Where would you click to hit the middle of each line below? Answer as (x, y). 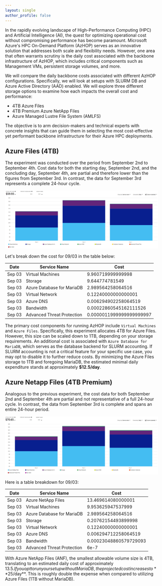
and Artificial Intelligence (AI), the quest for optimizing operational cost (76, 35)
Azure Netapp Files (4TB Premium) (59, 382)
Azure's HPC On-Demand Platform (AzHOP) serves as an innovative (73, 45)
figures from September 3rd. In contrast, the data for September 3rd (73, 178)
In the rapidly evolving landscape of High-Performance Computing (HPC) (78, 30)
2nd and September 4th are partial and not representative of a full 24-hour (80, 399)
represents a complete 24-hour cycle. (43, 184)
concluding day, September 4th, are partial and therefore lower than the (77, 173)
